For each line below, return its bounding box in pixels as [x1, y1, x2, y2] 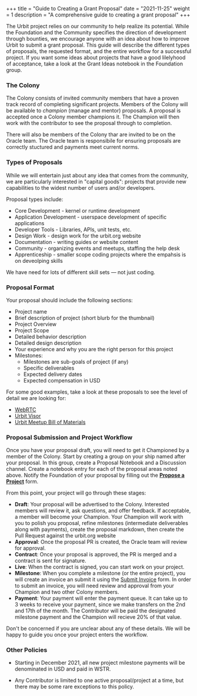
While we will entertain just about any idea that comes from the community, [6, 171, 189, 179]
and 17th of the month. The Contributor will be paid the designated [14, 607, 176, 615]
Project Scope [14, 326, 49, 334]
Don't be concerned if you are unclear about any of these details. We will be [6, 625, 191, 632]
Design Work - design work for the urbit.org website [14, 232, 141, 239]
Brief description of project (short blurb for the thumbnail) [14, 314, 155, 321]
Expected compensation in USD [23, 377, 101, 384]
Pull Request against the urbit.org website [14, 532, 116, 539]
